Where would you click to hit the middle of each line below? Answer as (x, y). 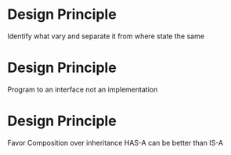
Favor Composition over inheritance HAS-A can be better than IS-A (115, 142)
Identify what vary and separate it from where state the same (106, 36)
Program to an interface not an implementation (83, 89)
